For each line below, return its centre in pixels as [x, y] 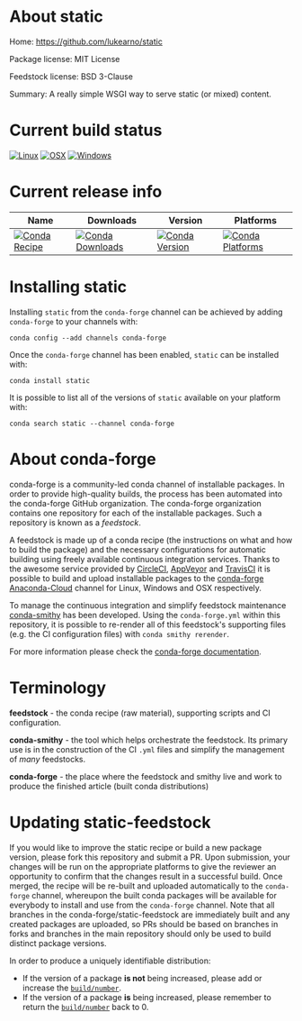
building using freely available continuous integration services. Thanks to [145, 559]
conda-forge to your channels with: [74, 321]
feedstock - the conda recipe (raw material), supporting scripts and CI [140, 713]
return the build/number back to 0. [85, 1007]
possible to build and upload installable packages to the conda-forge [137, 578]
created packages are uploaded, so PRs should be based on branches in [144, 924]
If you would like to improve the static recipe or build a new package [136, 847]
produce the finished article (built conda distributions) [109, 786]
